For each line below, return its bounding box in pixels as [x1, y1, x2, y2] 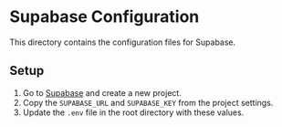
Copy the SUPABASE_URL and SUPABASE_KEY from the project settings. [22, 97, 274, 108]
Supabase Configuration [9, 6, 200, 27]
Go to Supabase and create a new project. [22, 87, 183, 98]
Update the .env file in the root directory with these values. [22, 107, 245, 118]
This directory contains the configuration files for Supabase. [9, 37, 236, 48]
